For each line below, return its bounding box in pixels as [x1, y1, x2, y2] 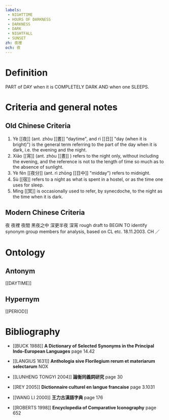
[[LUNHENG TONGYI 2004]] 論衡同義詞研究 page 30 [12, 374, 123, 380]
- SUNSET [7, 36, 26, 41]
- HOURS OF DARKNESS [7, 17, 51, 22]
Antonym [5, 266, 36, 275]
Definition [5, 67, 48, 79]
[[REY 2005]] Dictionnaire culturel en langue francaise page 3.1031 [12, 384, 155, 390]
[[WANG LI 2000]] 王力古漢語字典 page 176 [12, 395, 103, 401]
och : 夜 [5, 45, 21, 50]
